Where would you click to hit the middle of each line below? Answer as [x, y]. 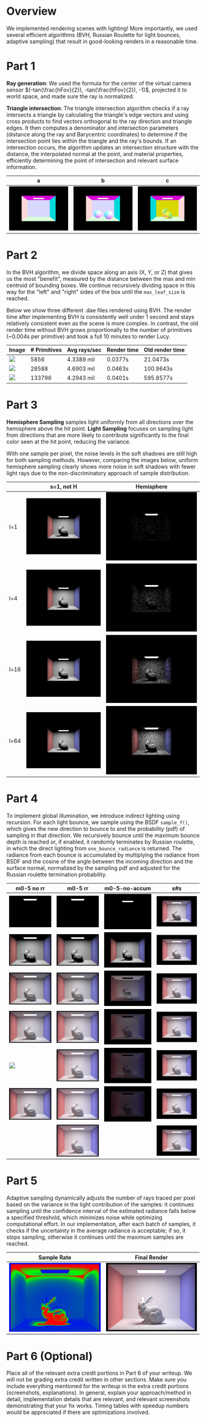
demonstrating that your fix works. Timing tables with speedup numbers [97, 1406]
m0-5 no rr [30, 888]
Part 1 [21, 66]
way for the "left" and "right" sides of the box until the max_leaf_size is [96, 292]
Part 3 [22, 405]
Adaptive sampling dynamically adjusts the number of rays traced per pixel [101, 1198]
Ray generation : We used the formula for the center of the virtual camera [99, 83]
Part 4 [22, 799]
